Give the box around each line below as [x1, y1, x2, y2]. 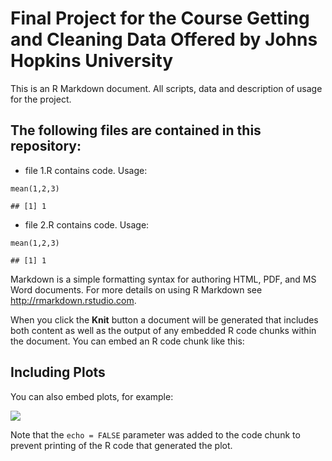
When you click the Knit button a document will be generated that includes [10, 313, 319, 326]
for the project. [10, 93, 72, 105]
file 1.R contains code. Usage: [24, 164, 148, 176]
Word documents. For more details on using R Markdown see [10, 283, 263, 296]
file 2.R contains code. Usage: [24, 218, 150, 231]
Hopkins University [10, 50, 174, 72]
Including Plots [10, 364, 106, 381]
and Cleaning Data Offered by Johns [10, 28, 318, 51]
